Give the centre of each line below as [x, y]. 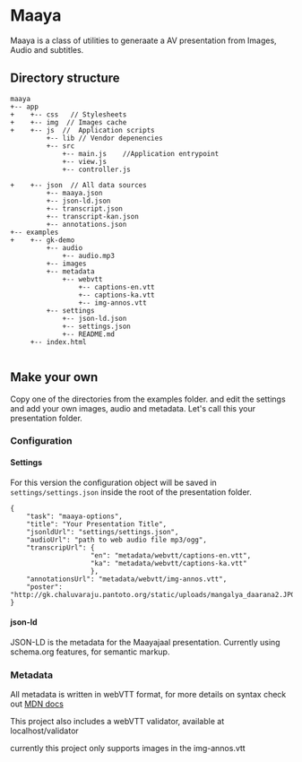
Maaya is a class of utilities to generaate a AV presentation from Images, [143, 40]
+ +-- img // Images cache [69, 122]
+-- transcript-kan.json [93, 216]
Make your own [54, 377]
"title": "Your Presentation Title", [97, 524]
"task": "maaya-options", [75, 516]
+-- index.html [59, 342]
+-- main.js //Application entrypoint [141, 153]
